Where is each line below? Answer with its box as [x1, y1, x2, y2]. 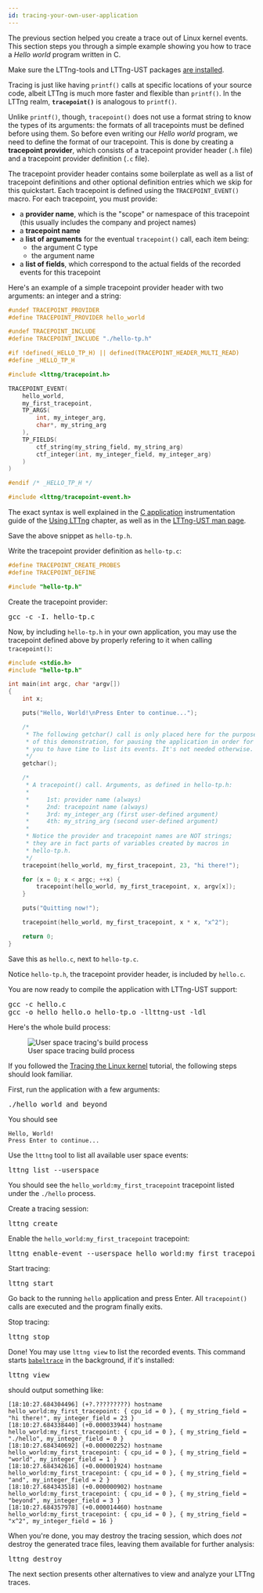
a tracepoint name [19, 225, 81, 235]
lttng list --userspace [8, 1165, 99, 1174]
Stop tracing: [8, 1317, 50, 1326]
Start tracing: [8, 1263, 51, 1273]
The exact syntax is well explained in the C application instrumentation [8, 508, 236, 516]
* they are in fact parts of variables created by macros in [25, 840, 229, 848]
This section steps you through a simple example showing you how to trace [8, 41, 252, 51]
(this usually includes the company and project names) [19, 217, 197, 227]
